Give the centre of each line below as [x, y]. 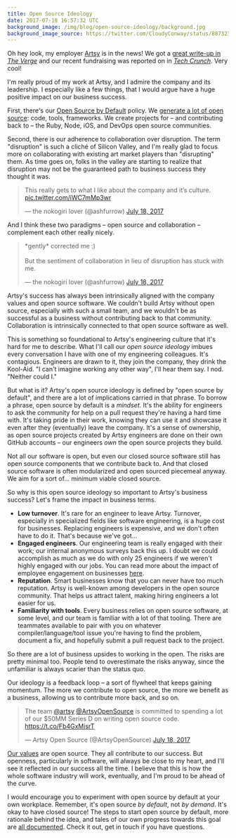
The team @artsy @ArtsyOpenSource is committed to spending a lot [124, 711]
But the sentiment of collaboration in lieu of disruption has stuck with [124, 261]
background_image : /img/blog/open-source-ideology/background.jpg [106, 27]
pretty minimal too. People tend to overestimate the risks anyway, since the [116, 661]
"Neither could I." [32, 376]
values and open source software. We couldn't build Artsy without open [111, 303]
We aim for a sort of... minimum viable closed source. [84, 478]
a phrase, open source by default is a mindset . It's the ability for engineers [115, 405]
